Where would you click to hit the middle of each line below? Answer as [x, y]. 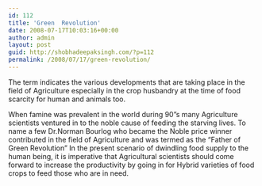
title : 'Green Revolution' [55, 23]
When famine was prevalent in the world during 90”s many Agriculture [123, 114]
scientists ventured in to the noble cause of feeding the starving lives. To [127, 123]
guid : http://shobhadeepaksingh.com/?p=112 [81, 52]
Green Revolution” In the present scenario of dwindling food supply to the [128, 148]
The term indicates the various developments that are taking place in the [127, 82]
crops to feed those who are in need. [69, 173]
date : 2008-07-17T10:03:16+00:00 [64, 30]
